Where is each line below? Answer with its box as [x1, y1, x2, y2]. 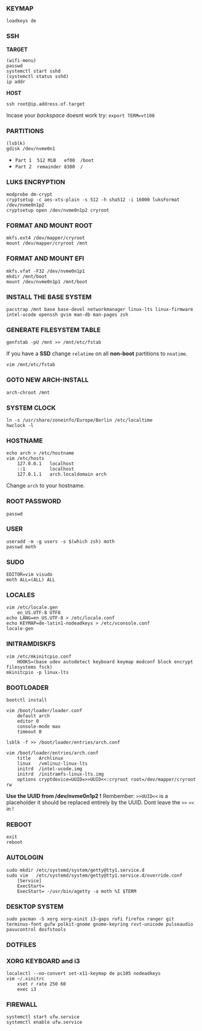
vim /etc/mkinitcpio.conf [6, 653, 71, 660]
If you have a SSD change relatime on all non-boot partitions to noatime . [6, 350, 188, 358]
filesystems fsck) [6, 664, 53, 670]
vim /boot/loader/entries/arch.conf [6, 750, 99, 756]
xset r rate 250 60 [17, 981, 67, 987]
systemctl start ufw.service [6, 1014, 80, 1020]
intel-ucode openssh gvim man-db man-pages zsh [6, 312, 129, 318]
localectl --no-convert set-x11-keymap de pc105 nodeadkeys [6, 970, 161, 977]
